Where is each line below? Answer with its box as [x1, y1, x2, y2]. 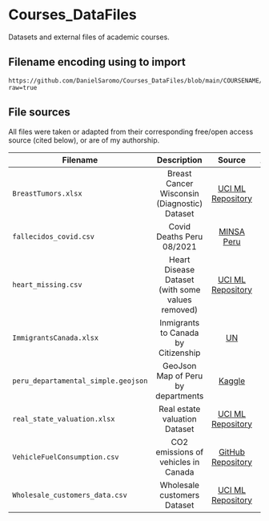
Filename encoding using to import [8, 55, 186, 69]
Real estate [159, 403, 201, 414]
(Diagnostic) [155, 198, 203, 209]
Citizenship [159, 347, 201, 358]
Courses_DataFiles [8, 6, 138, 24]
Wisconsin [159, 188, 200, 199]
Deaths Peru [155, 231, 203, 242]
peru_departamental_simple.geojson [12, 376, 148, 386]
